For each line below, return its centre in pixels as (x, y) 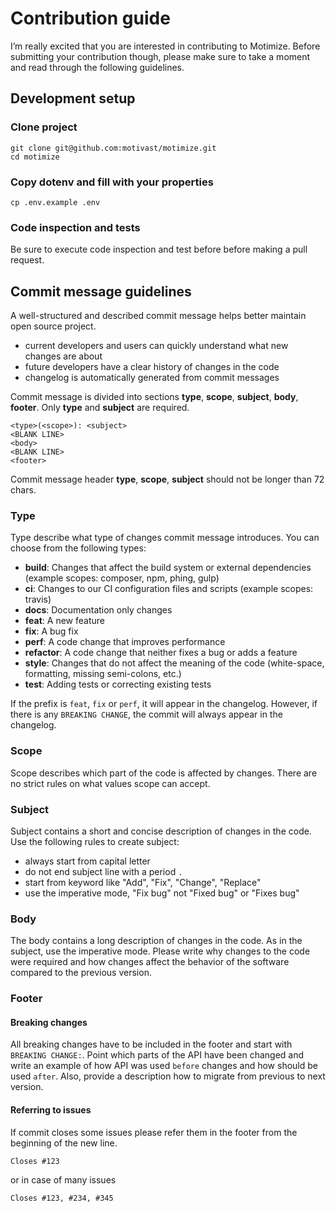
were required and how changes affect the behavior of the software (150, 962)
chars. (23, 490)
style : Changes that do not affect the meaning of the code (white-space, (174, 663)
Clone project (44, 127)
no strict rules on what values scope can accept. (110, 783)
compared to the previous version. (81, 973)
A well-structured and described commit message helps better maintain (158, 316)
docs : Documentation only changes (98, 610)
